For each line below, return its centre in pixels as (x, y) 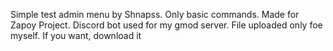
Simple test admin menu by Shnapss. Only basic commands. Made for (155, 14)
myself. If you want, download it (76, 35)
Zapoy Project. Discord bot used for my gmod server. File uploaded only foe (166, 25)
